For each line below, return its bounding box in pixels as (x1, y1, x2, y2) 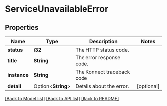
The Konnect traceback (75, 68, 130, 75)
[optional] (136, 83, 160, 90)
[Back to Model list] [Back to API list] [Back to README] (5, 96, 119, 101)
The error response (75, 54, 121, 61)
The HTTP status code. (75, 46, 129, 53)
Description (89, 38, 118, 45)
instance (7, 72, 29, 78)
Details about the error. (75, 83, 129, 90)
